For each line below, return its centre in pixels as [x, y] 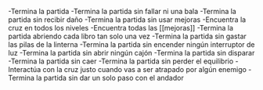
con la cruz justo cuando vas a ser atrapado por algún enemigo [144, 69]
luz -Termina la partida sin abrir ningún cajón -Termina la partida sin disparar [131, 53]
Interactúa [25, 69]
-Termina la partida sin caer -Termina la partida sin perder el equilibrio [121, 61]
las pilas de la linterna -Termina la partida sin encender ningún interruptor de [131, 45]
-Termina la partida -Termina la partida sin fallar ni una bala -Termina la [122, 11]
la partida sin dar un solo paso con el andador [110, 78]
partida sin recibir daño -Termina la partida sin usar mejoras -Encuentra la [127, 20]
